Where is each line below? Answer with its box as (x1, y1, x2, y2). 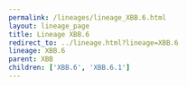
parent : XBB (8, 55, 53, 64)
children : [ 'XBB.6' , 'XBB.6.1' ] (8, 64, 130, 73)
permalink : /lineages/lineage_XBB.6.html (8, 13, 167, 22)
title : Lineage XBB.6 (8, 30, 90, 39)
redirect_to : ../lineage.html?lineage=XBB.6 (8, 38, 179, 47)
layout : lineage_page (8, 21, 90, 30)
